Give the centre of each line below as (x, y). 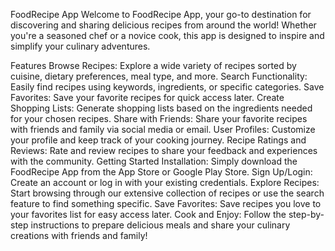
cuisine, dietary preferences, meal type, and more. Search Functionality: (159, 76)
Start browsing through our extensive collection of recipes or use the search (167, 193)
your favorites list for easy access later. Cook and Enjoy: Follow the (148, 214)
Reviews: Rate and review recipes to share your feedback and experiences (164, 150)
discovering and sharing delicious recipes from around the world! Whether (163, 25)
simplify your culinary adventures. (80, 46)
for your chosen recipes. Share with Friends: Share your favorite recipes (159, 118)
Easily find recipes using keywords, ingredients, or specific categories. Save (167, 87)
